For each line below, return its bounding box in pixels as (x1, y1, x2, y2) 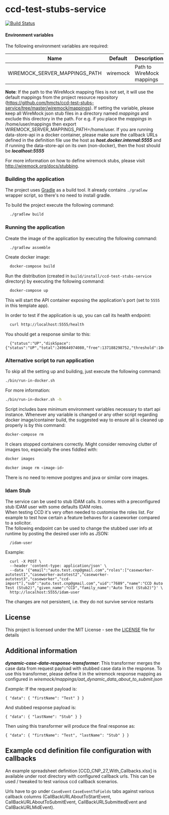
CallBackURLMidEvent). (5, 804, 54, 810)
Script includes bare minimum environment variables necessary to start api (5, 406, 161, 412)
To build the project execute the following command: (5, 202, 114, 208)
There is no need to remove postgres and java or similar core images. (5, 474, 149, 480)
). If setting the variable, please (90, 105, 154, 111)
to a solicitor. (5, 520, 32, 526)
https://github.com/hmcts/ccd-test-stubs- (7, 100, 94, 106)
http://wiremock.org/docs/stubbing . (5, 163, 79, 169)
